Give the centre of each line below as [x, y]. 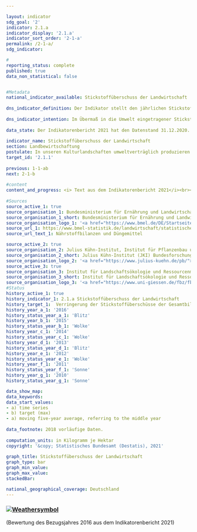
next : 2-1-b [21, 174]
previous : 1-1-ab [27, 168]
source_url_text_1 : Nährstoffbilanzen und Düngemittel [74, 234]
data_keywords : [25, 397]
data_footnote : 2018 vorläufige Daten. [55, 429]
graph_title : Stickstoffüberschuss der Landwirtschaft [74, 457]
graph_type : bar [26, 462]
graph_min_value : [27, 468]
